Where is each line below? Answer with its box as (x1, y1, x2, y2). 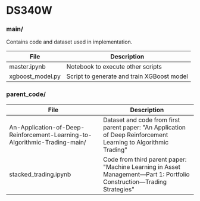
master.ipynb (9, 63, 46, 71)
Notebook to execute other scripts (66, 63, 162, 71)
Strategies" (103, 185, 135, 193)
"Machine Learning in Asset (103, 162, 180, 171)
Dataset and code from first (103, 116, 180, 124)
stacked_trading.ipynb (9, 170, 71, 178)
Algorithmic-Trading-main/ (9, 138, 86, 146)
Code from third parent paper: (103, 155, 187, 163)
